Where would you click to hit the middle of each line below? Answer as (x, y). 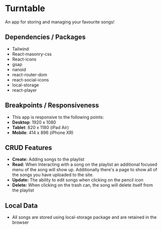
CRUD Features (29, 148)
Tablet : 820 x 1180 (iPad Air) (40, 127)
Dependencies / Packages (45, 37)
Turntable (25, 8)
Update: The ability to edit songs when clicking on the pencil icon (78, 180)
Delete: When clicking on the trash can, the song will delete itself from (82, 185)
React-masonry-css (32, 54)
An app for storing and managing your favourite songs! (60, 22)
